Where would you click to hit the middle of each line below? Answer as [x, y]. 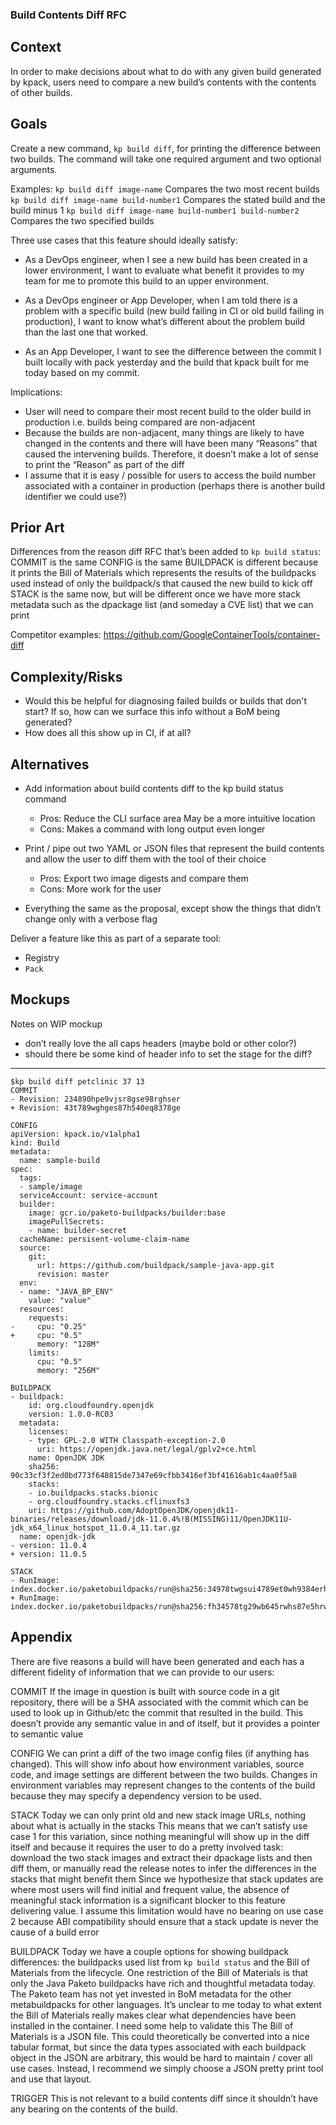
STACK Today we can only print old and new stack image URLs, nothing [158, 1815]
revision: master [73, 1274]
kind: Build [35, 1143]
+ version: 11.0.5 [48, 1554]
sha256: [44, 1466]
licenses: [49, 1431]
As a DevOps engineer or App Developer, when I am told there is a [161, 300]
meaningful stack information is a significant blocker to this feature [148, 1900]
